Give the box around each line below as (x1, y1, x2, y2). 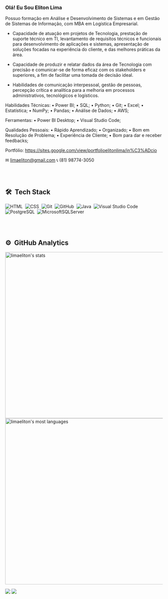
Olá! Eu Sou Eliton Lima (5, 4, 62, 11)
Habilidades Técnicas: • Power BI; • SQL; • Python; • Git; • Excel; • (5, 102, 144, 108)
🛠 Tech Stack (5, 188, 51, 196)
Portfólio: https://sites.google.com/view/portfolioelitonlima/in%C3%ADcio (5, 147, 157, 154)
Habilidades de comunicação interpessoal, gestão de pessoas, (12, 82, 142, 88)
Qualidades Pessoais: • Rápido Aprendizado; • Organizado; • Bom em (5, 127, 150, 133)
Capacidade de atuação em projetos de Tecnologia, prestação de (12, 31, 147, 37)
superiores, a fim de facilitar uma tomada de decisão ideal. (12, 72, 133, 78)
